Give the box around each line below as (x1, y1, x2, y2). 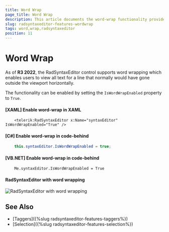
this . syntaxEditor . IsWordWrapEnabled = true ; (14, 144, 112, 149)
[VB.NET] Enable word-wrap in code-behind (5, 155, 100, 161)
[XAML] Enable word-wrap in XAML (5, 106, 81, 112)
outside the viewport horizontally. (5, 80, 74, 86)
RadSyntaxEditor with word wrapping (5, 177, 85, 183)
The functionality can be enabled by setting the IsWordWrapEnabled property (5, 89, 162, 96)
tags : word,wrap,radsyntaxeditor (5, 26, 75, 31)
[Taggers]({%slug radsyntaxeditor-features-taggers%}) (12, 216, 128, 222)
